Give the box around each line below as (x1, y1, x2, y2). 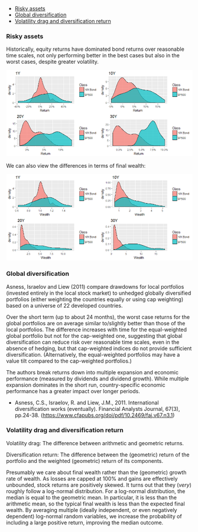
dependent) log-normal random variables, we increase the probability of (6, 513, 182, 520)
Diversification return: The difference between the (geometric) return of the (6, 451, 190, 458)
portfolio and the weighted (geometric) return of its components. (6, 457, 164, 464)
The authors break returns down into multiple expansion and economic (6, 368, 179, 376)
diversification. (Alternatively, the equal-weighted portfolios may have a (6, 351, 180, 358)
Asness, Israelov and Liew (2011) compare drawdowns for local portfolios (6, 283, 184, 290)
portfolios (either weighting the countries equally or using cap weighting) (6, 295, 184, 303)
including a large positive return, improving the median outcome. (6, 519, 164, 526)
